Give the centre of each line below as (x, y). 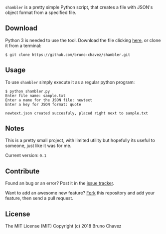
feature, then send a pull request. (39, 198)
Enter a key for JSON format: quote (43, 104)
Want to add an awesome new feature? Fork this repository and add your (80, 193)
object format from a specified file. (41, 12)
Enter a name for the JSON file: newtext (49, 100)
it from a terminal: (23, 45)
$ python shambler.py (28, 91)
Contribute (22, 171)
